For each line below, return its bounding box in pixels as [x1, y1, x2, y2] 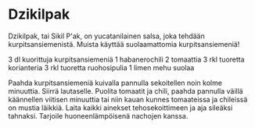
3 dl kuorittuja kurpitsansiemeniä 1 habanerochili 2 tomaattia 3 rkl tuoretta [8, 55, 245, 64]
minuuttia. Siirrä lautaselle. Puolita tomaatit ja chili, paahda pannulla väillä [8, 86, 244, 95]
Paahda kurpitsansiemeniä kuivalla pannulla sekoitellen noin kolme [8, 78, 223, 87]
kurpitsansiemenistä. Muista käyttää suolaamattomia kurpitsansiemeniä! [8, 39, 240, 48]
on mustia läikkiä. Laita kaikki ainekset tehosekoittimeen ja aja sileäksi [8, 103, 233, 112]
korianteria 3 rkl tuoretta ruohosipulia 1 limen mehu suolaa [8, 62, 195, 72]
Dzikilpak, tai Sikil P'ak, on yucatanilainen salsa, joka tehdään [8, 31, 205, 41]
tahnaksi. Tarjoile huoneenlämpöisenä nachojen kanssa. [8, 111, 189, 120]
